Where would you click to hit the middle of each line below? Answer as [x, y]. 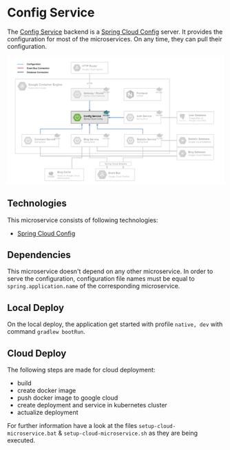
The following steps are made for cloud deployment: [81, 369]
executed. [21, 440]
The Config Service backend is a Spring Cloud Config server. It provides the [115, 32]
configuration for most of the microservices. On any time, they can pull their [115, 39]
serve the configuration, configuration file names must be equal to [101, 279]
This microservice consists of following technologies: [83, 220]
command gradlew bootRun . [46, 332]
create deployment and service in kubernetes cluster [92, 405]
